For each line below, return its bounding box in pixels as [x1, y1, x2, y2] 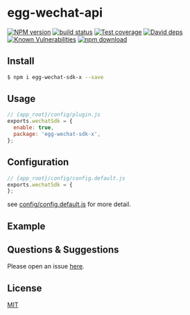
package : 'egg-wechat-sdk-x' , [13, 130, 101, 138]
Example [7, 220, 46, 232]
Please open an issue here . [7, 262, 85, 271]
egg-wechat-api [7, 5, 103, 21]
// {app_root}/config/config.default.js [7, 175, 126, 182]
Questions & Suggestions [7, 244, 119, 256]
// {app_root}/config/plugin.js [7, 111, 101, 119]
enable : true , [13, 124, 54, 131]
